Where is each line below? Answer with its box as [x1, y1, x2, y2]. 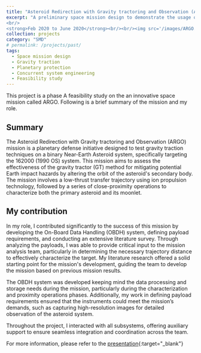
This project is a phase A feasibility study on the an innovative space [6, 92, 175, 99]
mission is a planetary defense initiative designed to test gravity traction [6, 144, 184, 152]
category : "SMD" [6, 37, 47, 43]
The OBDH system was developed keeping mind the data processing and [6, 278, 187, 285]
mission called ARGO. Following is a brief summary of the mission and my [6, 98, 187, 105]
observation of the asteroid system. [6, 310, 94, 318]
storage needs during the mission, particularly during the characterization [6, 285, 188, 292]
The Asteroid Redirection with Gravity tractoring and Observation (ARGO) [6, 138, 187, 145]
